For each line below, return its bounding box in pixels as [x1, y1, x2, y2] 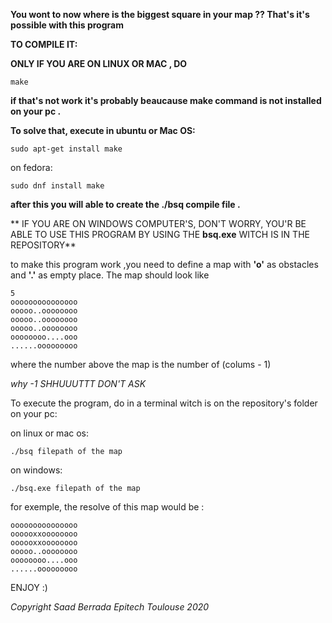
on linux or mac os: [10, 427, 89, 439]
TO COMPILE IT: [10, 39, 78, 50]
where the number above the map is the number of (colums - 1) [10, 359, 272, 370]
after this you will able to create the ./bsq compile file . [10, 199, 241, 210]
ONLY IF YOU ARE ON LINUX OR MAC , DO [10, 58, 188, 69]
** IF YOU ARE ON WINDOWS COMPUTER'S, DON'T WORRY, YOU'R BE [10, 218, 307, 229]
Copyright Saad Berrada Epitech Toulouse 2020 [10, 601, 210, 613]
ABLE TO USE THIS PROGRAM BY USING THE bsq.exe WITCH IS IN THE [10, 229, 310, 240]
